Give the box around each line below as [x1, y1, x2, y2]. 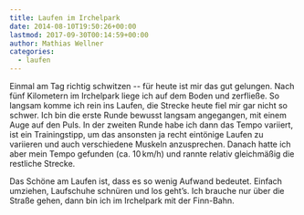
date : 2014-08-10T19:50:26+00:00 [9, 22, 137, 31]
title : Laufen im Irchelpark [9, 13, 121, 23]
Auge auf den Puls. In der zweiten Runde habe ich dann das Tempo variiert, [9, 119, 294, 130]
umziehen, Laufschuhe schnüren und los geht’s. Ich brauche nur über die [9, 186, 285, 196]
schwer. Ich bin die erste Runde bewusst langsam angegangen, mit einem [9, 110, 288, 120]
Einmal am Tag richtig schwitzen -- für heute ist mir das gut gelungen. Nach [9, 81, 295, 91]
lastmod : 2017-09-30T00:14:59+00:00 [9, 30, 149, 39]
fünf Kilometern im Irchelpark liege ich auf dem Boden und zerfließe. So [9, 90, 280, 101]
